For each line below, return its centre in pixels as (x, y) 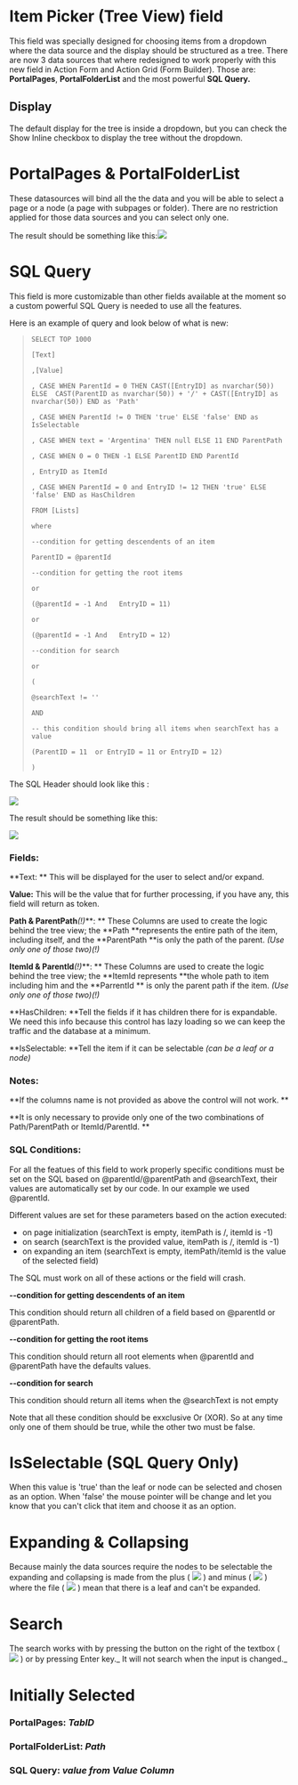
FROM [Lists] (55, 510)
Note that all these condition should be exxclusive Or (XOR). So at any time (146, 1417)
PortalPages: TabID (52, 1723)
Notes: (24, 1080)
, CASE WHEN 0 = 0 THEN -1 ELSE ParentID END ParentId (135, 456)
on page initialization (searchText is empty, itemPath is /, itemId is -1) (148, 1232)
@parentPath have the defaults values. (80, 1365)
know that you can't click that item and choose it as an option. (123, 1506)
